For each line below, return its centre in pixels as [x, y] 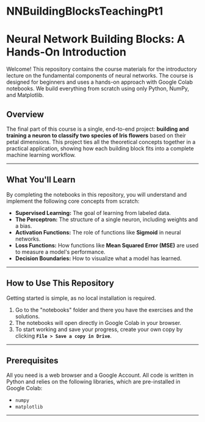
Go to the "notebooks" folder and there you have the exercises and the [104, 310]
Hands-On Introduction [67, 52]
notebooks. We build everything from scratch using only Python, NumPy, [98, 89]
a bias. [23, 226]
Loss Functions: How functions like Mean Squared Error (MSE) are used [107, 245]
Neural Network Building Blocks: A [95, 39]
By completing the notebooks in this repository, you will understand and [97, 194]
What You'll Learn [41, 180]
